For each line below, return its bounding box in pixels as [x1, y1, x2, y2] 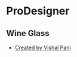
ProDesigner [6, 4, 70, 18]
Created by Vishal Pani [14, 44, 71, 51]
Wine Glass [6, 28, 50, 38]
